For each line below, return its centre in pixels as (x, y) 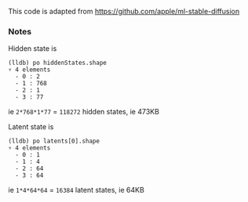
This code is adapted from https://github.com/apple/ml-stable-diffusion (124, 11)
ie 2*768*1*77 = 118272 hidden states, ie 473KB (84, 112)
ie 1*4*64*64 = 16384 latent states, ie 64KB (77, 190)
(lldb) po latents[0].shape (54, 141)
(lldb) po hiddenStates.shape (58, 63)
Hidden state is (33, 49)
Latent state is (31, 127)
